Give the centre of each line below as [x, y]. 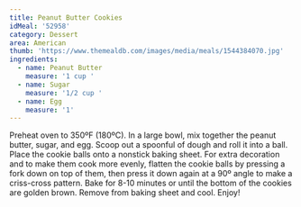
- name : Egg [40, 101]
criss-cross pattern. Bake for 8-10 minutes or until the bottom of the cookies [151, 183]
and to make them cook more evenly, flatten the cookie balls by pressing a [147, 164]
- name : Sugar [44, 85]
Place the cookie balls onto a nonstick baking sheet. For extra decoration [145, 155]
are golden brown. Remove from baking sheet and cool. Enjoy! [125, 193]
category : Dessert [44, 34]
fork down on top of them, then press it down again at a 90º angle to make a [151, 174]
